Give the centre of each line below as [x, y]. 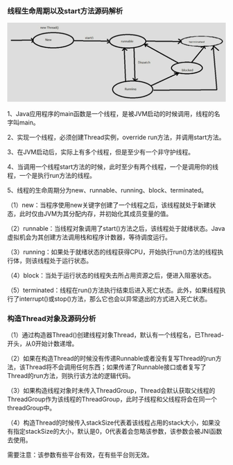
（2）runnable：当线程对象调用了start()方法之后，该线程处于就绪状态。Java [116, 228]
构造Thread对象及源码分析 [52, 318]
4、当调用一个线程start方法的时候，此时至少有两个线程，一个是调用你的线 [113, 166]
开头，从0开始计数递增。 [43, 344]
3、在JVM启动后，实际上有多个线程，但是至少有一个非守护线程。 [101, 152]
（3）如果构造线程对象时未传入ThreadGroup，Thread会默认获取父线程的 [111, 391]
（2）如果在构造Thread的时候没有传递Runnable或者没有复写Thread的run [112, 359]
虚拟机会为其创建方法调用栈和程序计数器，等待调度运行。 [89, 237]
